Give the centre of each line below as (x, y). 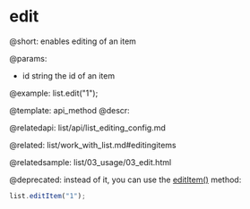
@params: (28, 58)
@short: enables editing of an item (73, 41)
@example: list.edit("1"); (54, 93)
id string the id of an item (68, 75)
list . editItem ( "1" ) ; (48, 196)
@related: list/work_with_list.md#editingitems (93, 145)
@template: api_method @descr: (69, 110)
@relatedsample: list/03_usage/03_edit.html (91, 162)
